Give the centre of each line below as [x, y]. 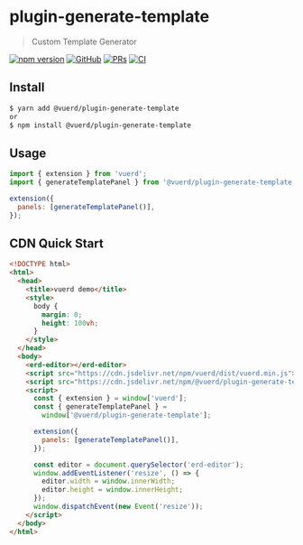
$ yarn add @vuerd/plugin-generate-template [94, 108]
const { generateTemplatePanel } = [100, 407]
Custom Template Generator [84, 42]
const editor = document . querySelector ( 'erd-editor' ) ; [138, 465]
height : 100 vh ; [70, 323]
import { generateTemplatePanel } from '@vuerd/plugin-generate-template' [153, 182]
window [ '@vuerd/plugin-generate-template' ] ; [127, 416]
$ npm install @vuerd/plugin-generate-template [101, 125]
